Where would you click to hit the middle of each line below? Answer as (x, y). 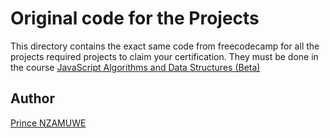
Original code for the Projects (135, 18)
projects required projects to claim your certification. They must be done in (164, 56)
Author (32, 98)
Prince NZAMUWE (48, 123)
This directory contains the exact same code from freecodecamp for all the (165, 46)
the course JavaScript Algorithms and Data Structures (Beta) (135, 67)
